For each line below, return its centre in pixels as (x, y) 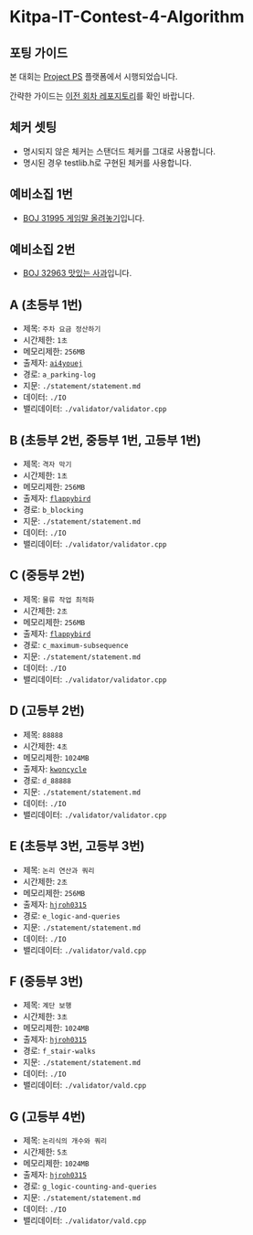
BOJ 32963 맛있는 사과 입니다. (77, 273)
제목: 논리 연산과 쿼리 (58, 869)
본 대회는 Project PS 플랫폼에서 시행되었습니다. (94, 76)
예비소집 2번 (42, 250)
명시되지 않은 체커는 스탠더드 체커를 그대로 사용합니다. (119, 151)
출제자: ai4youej (53, 363)
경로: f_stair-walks (59, 1051)
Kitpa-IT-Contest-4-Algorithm (127, 17)
